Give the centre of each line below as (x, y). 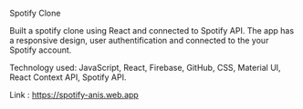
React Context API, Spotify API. (68, 77)
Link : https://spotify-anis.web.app (74, 95)
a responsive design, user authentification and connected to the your (139, 40)
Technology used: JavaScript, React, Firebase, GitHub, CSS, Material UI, (145, 68)
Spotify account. (41, 50)
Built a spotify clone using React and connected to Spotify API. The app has (152, 30)
